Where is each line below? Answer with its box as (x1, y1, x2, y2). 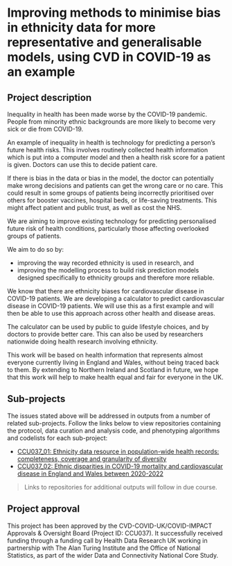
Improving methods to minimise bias (7, 5, 221, 21)
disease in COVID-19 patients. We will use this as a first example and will (7, 302, 214, 310)
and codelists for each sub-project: (7, 433, 108, 442)
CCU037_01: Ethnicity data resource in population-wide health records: (17, 447, 220, 455)
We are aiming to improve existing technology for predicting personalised (7, 217, 217, 225)
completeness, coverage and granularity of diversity (17, 454, 167, 463)
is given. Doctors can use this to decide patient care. (7, 161, 158, 168)
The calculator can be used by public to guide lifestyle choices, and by (7, 323, 209, 331)
